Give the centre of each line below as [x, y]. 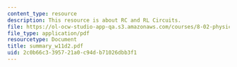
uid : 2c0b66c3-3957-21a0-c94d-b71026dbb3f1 [72, 53]
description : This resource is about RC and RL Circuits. [94, 20]
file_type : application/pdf [49, 33]
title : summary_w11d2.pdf [45, 46]
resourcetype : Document [42, 40]
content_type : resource [42, 14]
